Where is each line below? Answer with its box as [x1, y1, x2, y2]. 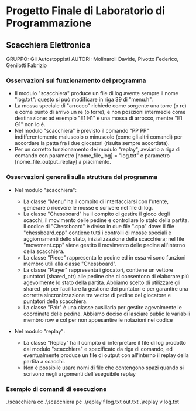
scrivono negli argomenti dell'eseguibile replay [23, 370, 136, 377]
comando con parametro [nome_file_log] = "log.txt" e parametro [14, 152, 170, 159]
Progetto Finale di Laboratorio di [6, 4, 166, 18]
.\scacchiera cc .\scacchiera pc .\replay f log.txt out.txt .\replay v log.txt [6, 398, 180, 405]
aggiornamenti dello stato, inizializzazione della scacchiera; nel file [23, 235, 184, 242]
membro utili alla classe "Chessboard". [23, 260, 117, 267]
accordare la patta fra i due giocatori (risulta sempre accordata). [14, 140, 170, 147]
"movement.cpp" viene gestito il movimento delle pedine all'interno [23, 241, 185, 248]
